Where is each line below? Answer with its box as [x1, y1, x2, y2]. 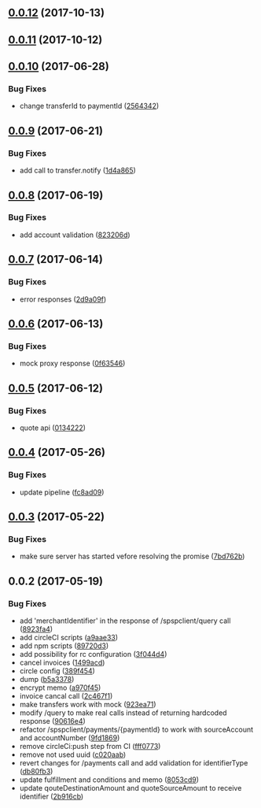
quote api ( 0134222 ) [19, 423, 86, 432]
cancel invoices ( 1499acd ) [19, 658, 105, 667]
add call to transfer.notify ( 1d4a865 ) [19, 165, 136, 176]
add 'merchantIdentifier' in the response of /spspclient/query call [19, 616, 231, 625]
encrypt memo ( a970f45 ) [19, 683, 101, 692]
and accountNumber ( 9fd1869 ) [19, 732, 120, 743]
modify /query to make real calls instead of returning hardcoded [19, 708, 227, 717]
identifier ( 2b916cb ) [19, 791, 84, 801]
